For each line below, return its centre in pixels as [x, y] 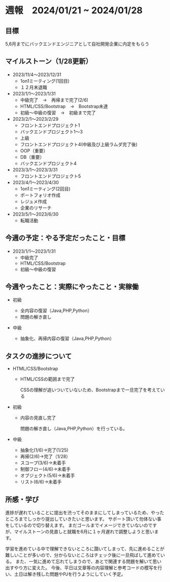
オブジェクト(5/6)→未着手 [47, 475]
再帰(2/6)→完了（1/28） [45, 457]
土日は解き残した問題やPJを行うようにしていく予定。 [70, 574]
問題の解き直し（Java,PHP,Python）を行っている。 [74, 429]
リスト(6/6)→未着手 [41, 482]
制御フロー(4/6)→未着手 [45, 469]
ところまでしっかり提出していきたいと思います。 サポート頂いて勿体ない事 [83, 519]
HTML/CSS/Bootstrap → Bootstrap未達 [64, 106]
